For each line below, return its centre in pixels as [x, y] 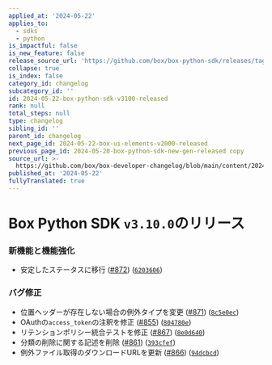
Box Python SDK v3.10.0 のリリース [127, 224]
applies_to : [28, 23]
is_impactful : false [43, 46]
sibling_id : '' [34, 128]
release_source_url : [43, 61]
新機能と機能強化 [42, 250]
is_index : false [36, 76]
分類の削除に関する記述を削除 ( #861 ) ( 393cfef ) [98, 342]
